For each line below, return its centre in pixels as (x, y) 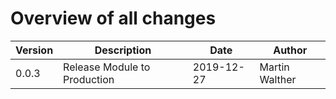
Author (290, 50)
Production (89, 79)
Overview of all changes (113, 18)
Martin (274, 67)
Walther (278, 79)
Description (123, 50)
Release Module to (107, 67)
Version (34, 50)
